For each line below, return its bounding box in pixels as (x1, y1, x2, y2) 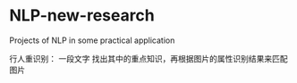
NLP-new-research (9, 5, 155, 26)
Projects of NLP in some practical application (9, 35, 175, 46)
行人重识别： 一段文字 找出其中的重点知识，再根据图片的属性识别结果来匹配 (9, 53, 288, 63)
